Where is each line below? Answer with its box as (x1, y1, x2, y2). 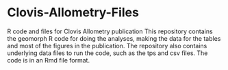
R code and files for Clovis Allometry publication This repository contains (7, 27, 214, 35)
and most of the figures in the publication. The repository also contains (7, 41, 207, 50)
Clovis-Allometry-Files (7, 5, 139, 20)
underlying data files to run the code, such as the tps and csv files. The (7, 49, 208, 57)
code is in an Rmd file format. (7, 56, 90, 64)
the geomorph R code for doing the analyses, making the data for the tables (7, 34, 221, 42)
